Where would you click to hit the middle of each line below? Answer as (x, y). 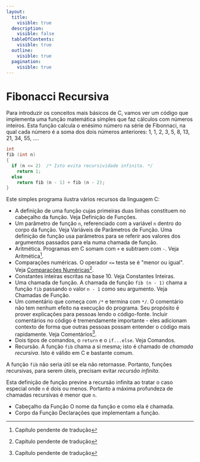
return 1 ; (29, 171)
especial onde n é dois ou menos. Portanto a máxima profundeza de (90, 389)
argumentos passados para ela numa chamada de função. (86, 242)
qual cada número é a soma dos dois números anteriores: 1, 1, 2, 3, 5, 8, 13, (98, 132)
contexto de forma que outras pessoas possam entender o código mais (102, 327)
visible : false (36, 34)
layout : (16, 12)
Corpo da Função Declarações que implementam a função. (87, 413)
